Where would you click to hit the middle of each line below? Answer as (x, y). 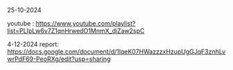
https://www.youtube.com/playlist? (86, 23)
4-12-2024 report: (33, 44)
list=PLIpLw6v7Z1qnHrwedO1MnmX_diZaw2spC (76, 31)
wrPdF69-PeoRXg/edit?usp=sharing (59, 59)
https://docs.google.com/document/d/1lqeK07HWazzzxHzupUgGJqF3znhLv (116, 52)
